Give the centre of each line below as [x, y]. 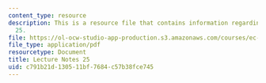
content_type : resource [47, 15]
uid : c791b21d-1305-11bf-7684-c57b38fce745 [81, 67]
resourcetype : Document [47, 52]
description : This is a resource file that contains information [118, 23]
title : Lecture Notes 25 [49, 60]
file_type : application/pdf [55, 45]
